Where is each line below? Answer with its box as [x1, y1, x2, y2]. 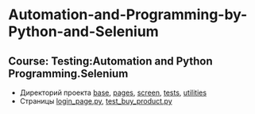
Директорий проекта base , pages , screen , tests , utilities [19, 88, 207, 97]
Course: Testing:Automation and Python [8, 54, 213, 68]
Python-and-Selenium [8, 22, 159, 41]
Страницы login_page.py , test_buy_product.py [19, 96, 172, 105]
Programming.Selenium [8, 66, 129, 81]
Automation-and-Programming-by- [8, 6, 248, 24]
